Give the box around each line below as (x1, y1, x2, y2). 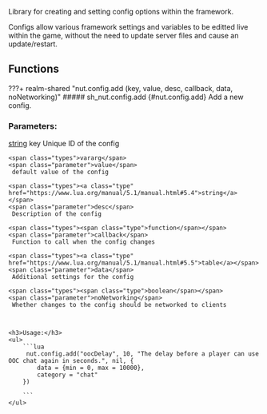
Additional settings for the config (11, 273, 134, 281)
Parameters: (8, 120, 58, 131)
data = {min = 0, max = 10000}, (37, 364, 145, 372)
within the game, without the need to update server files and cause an (8, 31, 239, 40)
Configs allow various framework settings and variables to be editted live (8, 22, 249, 31)
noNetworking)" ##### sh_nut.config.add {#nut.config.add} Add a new (8, 92, 244, 102)
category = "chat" (37, 371, 98, 379)
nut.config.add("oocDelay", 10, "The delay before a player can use (26, 350, 260, 358)
